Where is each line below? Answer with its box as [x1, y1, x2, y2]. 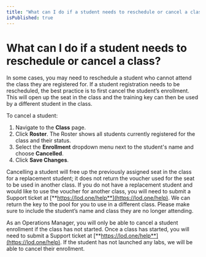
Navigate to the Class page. [15, 124, 86, 132]
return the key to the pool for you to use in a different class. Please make [6, 201, 190, 208]
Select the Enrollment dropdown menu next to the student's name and [15, 143, 194, 151]
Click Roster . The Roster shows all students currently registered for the [15, 130, 196, 138]
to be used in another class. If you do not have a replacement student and [6, 181, 193, 188]
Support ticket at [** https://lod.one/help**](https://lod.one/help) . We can [6, 194, 191, 202]
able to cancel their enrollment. [6, 245, 85, 253]
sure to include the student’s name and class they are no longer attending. [6, 207, 194, 215]
